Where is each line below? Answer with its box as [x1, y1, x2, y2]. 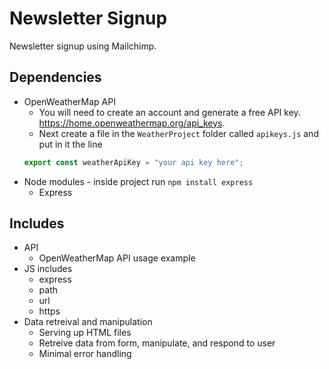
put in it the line [38, 138, 103, 150]
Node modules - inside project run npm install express [23, 175, 254, 187]
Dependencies [9, 69, 102, 86]
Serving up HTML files [38, 327, 132, 339]
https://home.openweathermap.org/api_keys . [38, 117, 226, 129]
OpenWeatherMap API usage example [38, 252, 196, 264]
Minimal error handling [38, 348, 132, 360]
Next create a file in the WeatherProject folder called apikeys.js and [38, 127, 319, 139]
